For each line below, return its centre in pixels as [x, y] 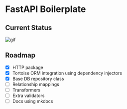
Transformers [26, 90]
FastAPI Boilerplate [46, 9]
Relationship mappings [36, 84]
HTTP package [28, 67]
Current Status [29, 28]
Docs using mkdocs [33, 101]
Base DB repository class [38, 78]
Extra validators [28, 95]
